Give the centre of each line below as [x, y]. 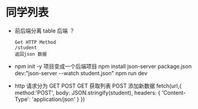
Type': [23, 99]
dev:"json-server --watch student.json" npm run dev [81, 73]
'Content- [174, 92]
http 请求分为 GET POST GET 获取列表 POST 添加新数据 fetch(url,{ [98, 86]
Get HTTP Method [35, 42]
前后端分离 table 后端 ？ [45, 31]
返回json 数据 [31, 54]
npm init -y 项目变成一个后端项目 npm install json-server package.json [103, 66]
